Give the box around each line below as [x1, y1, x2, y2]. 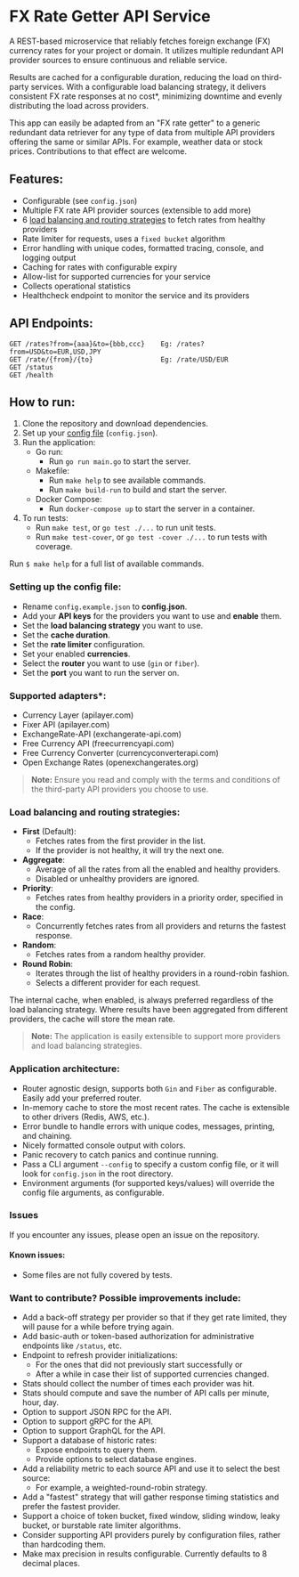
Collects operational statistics [21, 280, 131, 291]
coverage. [35, 541, 73, 552]
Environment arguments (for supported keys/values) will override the [21, 1177, 275, 1188]
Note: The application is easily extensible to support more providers [30, 1031, 281, 1042]
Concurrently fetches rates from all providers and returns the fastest [35, 921, 287, 931]
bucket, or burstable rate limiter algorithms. [21, 1520, 181, 1531]
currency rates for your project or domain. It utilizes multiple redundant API [9, 45, 284, 55]
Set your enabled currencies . [21, 648, 131, 659]
